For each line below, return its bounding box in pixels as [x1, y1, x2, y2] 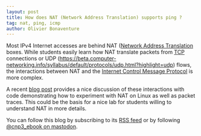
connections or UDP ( [6, 55, 60, 62]
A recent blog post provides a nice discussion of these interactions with [6, 85, 185, 93]
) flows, [173, 61, 192, 69]
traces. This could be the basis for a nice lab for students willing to [6, 99, 172, 106]
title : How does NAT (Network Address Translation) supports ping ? [6, 14, 182, 20]
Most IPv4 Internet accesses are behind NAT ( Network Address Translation [6, 42, 194, 49]
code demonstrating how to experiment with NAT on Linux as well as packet [6, 92, 196, 99]
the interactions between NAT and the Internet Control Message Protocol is [6, 67, 193, 75]
